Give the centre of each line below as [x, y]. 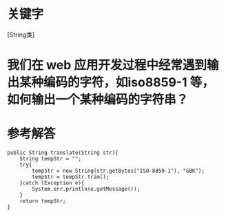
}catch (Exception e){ [52, 183]
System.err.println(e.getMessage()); [86, 189]
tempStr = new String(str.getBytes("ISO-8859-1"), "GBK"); [119, 171]
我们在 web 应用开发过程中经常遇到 [107, 65]
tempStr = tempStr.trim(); [71, 177]
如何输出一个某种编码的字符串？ [98, 100]
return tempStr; [43, 201]
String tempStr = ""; [50, 159]
